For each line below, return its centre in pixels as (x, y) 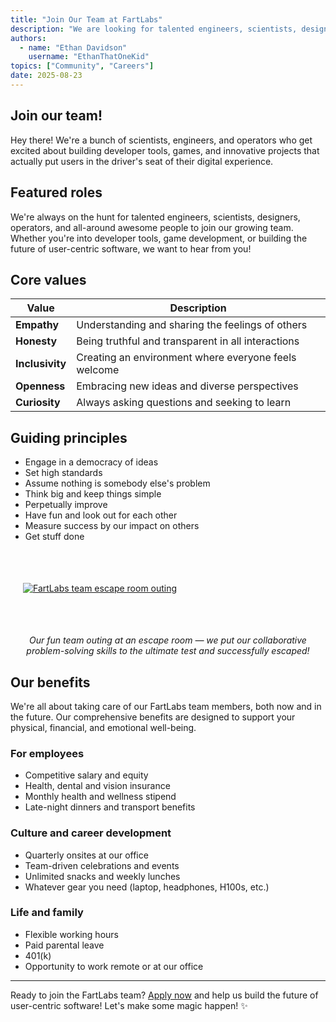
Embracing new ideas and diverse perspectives (187, 386)
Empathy (37, 325)
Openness (40, 386)
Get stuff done (54, 537)
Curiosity (38, 403)
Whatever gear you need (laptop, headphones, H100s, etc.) (147, 887)
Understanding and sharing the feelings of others (192, 325)
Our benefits (50, 682)
